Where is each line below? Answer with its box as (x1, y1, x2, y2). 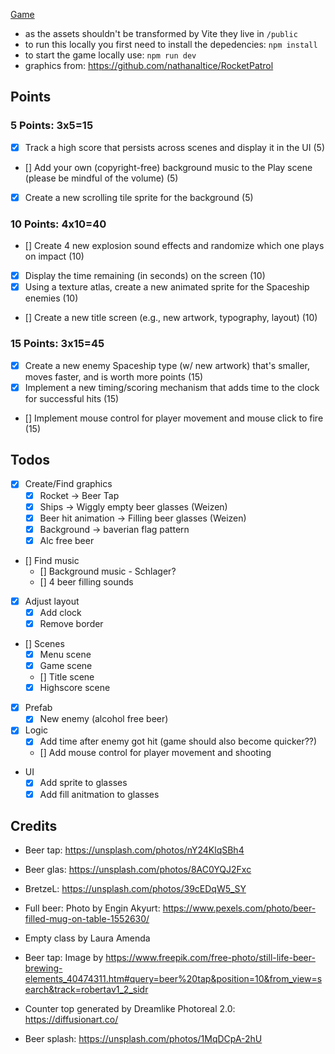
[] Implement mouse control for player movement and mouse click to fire (24, 412, 324, 424)
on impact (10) (24, 250, 85, 263)
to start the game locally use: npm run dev (24, 49, 197, 61)
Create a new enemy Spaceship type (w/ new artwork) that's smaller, (24, 359, 311, 371)
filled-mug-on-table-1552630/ (24, 913, 150, 925)
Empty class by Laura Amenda (24, 932, 151, 944)
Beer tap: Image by (24, 952, 104, 964)
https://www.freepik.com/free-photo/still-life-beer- (105, 952, 316, 964)
